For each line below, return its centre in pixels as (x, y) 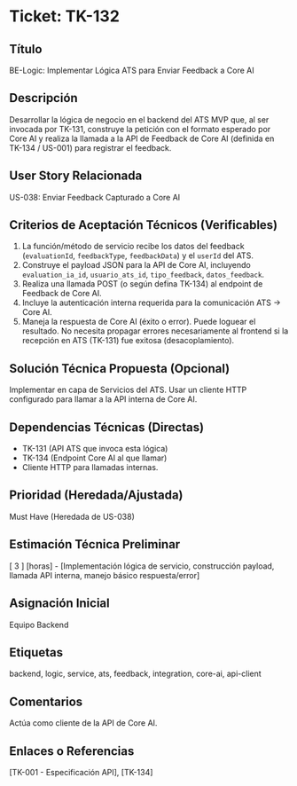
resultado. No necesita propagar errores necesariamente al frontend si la (155, 331)
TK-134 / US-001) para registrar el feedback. (90, 147)
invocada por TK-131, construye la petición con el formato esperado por (140, 129)
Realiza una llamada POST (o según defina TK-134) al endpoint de (142, 284)
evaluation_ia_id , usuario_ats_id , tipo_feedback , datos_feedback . (143, 275)
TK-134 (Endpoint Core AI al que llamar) (94, 458)
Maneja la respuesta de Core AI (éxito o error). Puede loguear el (139, 322)
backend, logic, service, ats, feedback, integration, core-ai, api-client (135, 674)
